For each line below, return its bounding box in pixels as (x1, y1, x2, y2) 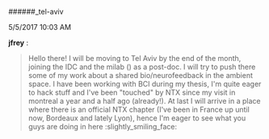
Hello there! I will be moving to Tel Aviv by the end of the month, (27, 54, 242, 63)
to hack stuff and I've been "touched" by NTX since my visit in (27, 88, 236, 97)
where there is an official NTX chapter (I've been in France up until (27, 104, 250, 114)
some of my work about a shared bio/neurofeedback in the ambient (27, 71, 253, 80)
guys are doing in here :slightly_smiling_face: (27, 122, 178, 131)
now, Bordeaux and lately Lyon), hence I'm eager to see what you (27, 113, 246, 123)
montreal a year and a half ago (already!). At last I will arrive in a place (27, 96, 261, 105)
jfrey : (8, 38, 29, 47)
